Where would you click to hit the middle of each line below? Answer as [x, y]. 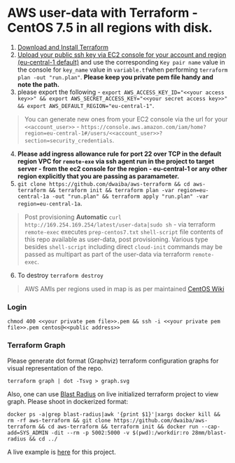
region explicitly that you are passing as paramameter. [98, 176]
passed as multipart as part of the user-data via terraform [107, 254]
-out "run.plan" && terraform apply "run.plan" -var [130, 196]
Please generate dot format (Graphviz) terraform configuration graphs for [113, 361]
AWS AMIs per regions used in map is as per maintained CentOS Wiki [124, 288]
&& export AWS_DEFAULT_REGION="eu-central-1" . [86, 105]
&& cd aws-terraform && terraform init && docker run [118, 427]
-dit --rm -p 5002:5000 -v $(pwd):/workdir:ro [120, 433]
